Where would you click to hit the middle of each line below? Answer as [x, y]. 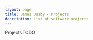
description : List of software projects [47, 19]
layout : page [18, 10]
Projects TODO [20, 33]
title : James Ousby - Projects [37, 14]
